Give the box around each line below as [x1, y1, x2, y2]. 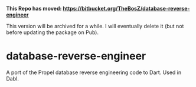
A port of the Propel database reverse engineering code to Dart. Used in [6, 69, 182, 76]
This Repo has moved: [6, 5, 62, 12]
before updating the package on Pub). [6, 29, 99, 36]
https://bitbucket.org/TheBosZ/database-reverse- [63, 5, 190, 12]
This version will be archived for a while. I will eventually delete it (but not [6, 23, 184, 29]
